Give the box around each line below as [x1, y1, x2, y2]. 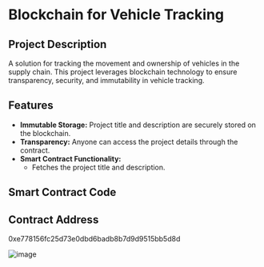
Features [8, 98, 54, 113]
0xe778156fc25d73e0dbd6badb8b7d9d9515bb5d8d [8, 234, 181, 244]
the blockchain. [19, 128, 71, 137]
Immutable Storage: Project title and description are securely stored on [19, 120, 256, 130]
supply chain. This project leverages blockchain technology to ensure [8, 67, 238, 77]
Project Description [8, 38, 107, 51]
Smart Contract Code [8, 185, 117, 199]
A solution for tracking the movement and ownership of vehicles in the [8, 58, 240, 68]
